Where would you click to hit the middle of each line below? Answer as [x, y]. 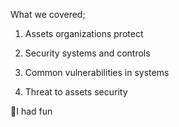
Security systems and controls [87, 53]
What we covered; [48, 14]
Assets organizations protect [84, 33]
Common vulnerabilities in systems [97, 72]
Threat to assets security [76, 92]
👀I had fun [31, 111]
